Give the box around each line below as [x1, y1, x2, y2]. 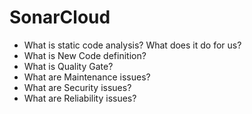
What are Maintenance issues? [23, 71, 151, 83]
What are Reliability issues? [23, 92, 137, 104]
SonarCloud [9, 6, 111, 29]
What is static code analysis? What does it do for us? [23, 39, 242, 51]
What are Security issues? [23, 81, 132, 93]
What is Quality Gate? [23, 60, 114, 72]
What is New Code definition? [23, 49, 147, 61]
